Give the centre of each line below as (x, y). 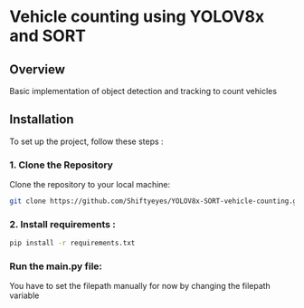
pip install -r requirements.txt (72, 243)
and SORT (47, 36)
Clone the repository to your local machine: (90, 185)
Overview (38, 69)
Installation (42, 120)
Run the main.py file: (56, 266)
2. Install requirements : (62, 224)
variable (24, 295)
